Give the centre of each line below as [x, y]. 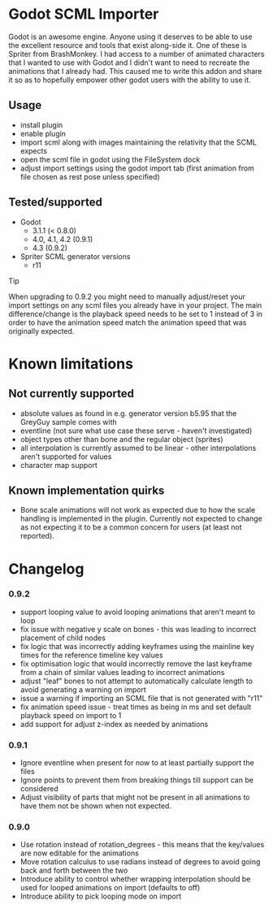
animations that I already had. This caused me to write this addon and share [135, 71]
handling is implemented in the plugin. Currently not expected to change [141, 519]
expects [33, 150]
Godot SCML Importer [84, 14]
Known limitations [71, 364]
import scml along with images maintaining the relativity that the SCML [139, 142]
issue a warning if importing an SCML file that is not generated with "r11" [141, 698]
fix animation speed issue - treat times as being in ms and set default [136, 707]
